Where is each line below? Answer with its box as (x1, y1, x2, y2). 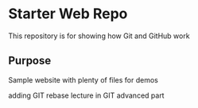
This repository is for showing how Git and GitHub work (8, 31, 190, 40)
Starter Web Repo (8, 5, 128, 23)
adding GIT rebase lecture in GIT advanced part (8, 91, 165, 100)
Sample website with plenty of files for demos (8, 75, 159, 84)
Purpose (8, 54, 52, 67)
